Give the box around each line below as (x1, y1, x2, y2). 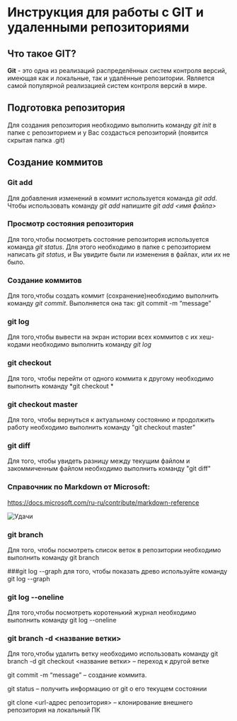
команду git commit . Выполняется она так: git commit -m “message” (7, 299, 212, 308)
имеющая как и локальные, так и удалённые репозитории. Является (7, 74, 215, 82)
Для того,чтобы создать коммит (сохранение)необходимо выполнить (7, 291, 219, 300)
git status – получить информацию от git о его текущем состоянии (7, 685, 207, 693)
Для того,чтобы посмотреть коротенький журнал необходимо (7, 608, 197, 617)
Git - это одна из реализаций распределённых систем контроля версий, (7, 67, 227, 74)
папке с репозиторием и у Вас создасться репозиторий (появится (7, 128, 209, 137)
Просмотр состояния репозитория (7, 219, 134, 229)
